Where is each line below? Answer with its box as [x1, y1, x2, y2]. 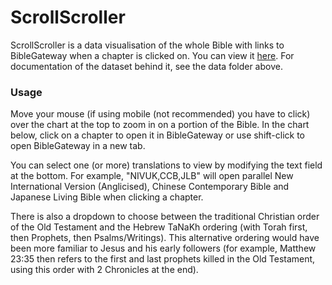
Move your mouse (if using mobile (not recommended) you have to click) [10, 108, 311, 120]
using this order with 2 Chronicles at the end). [10, 264, 199, 276]
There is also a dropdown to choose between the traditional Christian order [10, 211, 320, 223]
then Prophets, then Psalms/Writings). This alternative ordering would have [10, 232, 320, 244]
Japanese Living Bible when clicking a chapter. [10, 191, 204, 203]
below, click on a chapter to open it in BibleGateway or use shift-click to [10, 129, 305, 141]
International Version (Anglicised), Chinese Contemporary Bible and [10, 181, 290, 193]
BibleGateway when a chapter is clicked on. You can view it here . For [10, 49, 295, 61]
